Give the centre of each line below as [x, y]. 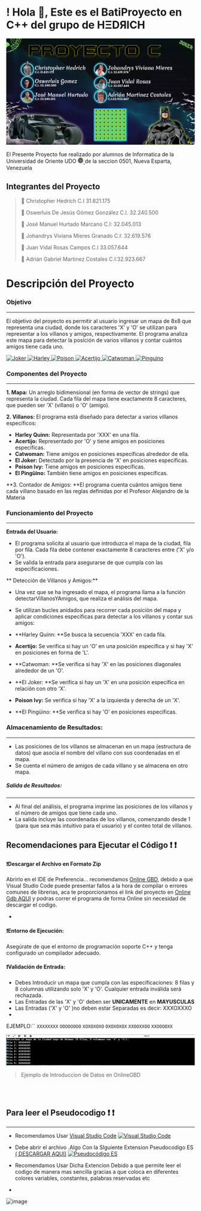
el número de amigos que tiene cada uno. [66, 813]
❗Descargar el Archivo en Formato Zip [54, 864]
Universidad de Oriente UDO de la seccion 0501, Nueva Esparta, [89, 161]
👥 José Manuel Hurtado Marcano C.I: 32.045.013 [81, 224]
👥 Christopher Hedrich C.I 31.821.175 [66, 201]
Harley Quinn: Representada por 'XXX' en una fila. [77, 435]
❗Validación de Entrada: [36, 967]
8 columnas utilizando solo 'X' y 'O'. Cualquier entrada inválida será [98, 989]
